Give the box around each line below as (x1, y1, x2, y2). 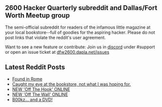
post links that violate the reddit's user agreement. (5, 34, 106, 40)
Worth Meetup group (5, 12, 70, 20)
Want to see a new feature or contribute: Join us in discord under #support (5, 44, 155, 50)
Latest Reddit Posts (5, 63, 65, 72)
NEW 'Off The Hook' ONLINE (12, 86, 71, 92)
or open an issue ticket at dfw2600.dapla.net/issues (5, 49, 109, 55)
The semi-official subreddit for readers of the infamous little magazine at (5, 24, 151, 30)
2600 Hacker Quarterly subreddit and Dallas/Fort (5, 4, 158, 12)
